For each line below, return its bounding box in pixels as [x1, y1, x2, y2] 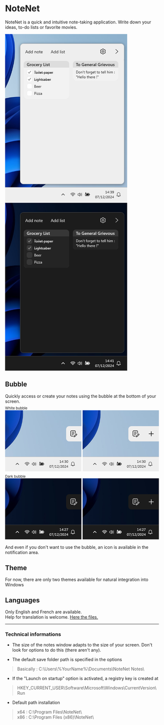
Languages [5, 596, 40, 604]
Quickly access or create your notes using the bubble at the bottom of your [5, 393, 156, 399]
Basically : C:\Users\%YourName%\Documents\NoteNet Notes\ [17, 666, 145, 672]
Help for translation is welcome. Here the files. [5, 614, 99, 620]
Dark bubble [5, 474, 26, 479]
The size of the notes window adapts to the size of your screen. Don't [12, 642, 153, 648]
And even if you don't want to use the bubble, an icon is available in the [5, 544, 149, 550]
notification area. [5, 550, 39, 556]
